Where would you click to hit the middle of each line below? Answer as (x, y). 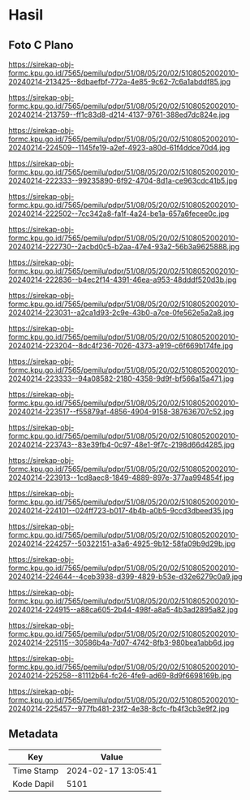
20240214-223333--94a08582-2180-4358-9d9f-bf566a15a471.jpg (121, 378)
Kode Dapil (33, 784)
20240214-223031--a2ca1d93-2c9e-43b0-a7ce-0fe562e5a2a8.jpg (121, 313)
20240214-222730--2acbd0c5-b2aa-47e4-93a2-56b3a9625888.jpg (124, 246)
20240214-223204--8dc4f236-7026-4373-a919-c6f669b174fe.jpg (121, 346)
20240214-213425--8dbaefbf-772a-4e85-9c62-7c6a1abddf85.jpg (120, 82)
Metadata (33, 734)
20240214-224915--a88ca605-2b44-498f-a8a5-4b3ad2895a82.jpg (123, 610)
